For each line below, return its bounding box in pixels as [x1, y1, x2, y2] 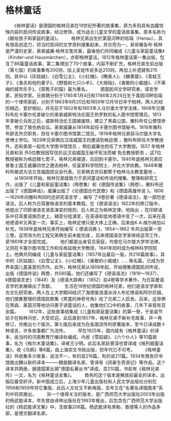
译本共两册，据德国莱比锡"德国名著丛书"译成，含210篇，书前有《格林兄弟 [5, 366, 160, 372]
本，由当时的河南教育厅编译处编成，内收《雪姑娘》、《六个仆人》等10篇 [5, 334, 153, 340]
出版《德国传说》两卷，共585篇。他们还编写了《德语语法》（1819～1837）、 [5, 270, 162, 276]
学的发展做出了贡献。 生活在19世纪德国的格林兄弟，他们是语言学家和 [9, 283, 163, 289]
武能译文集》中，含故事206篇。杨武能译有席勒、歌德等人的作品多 [22, 404, 161, 410]
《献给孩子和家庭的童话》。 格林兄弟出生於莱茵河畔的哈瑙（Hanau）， [5, 35, 159, 41]
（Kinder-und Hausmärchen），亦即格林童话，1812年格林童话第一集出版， [5, 54, 160, 60]
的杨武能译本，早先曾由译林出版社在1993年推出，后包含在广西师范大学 [5, 397, 154, 403]
